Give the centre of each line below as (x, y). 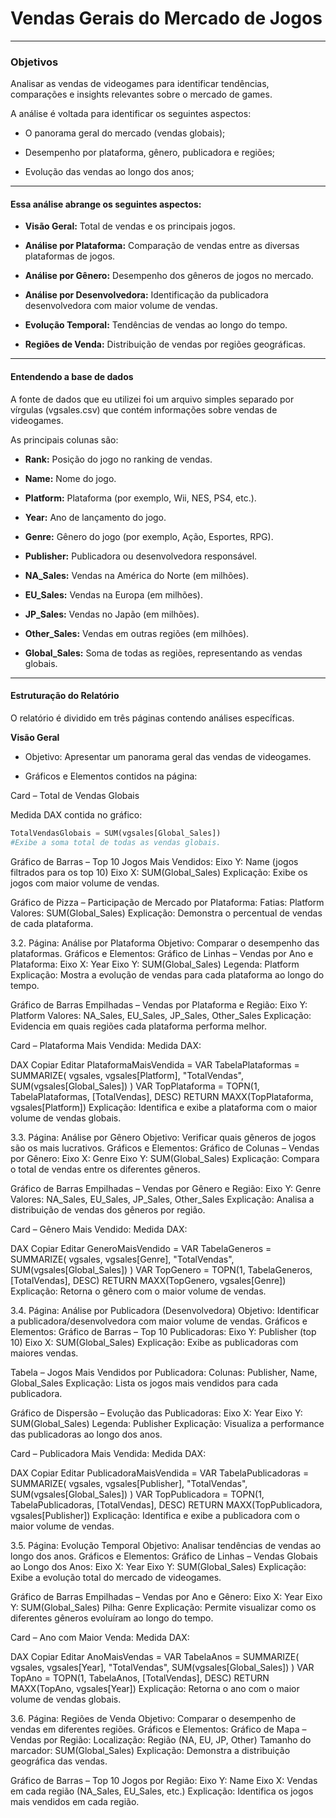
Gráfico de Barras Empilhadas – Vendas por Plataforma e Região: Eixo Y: (159, 1004)
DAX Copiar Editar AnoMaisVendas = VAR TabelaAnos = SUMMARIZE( (155, 1656)
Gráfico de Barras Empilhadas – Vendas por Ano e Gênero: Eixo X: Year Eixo (166, 1596)
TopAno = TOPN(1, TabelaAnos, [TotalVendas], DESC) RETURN (140, 1678)
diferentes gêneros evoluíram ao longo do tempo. (112, 1618)
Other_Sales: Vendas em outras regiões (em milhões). (137, 633)
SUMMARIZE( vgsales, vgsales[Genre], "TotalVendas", (122, 1259)
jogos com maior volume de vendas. (85, 883)
